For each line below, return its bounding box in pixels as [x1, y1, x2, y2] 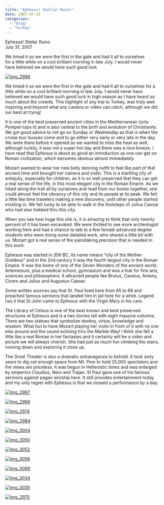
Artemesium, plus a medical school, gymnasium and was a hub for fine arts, [5, 267, 159, 273]
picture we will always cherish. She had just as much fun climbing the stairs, [5, 339, 160, 345]
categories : [5, 16, 29, 21]
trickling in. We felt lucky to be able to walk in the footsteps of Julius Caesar [5, 202, 159, 208]
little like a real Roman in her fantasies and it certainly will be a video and [5, 334, 152, 340]
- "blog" [9, 21, 27, 26]
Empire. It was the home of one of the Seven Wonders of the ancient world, [5, 263, 158, 268]
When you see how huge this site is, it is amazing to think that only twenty [5, 216, 155, 222]
